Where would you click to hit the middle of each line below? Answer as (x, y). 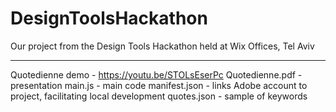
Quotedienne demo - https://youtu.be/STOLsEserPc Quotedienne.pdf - (156, 74)
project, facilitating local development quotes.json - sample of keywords (159, 96)
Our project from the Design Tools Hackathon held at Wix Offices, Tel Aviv (162, 46)
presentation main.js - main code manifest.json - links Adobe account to (159, 85)
